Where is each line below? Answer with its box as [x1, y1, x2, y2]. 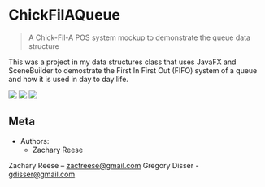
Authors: [20, 136, 50, 146]
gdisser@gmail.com [8, 169, 76, 179]
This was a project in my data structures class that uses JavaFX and [8, 57, 237, 67]
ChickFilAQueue [8, 6, 120, 24]
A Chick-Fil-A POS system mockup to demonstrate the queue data [28, 33, 250, 42]
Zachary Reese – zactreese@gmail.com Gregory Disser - [8, 160, 199, 170]
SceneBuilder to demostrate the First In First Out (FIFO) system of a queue [8, 65, 258, 75]
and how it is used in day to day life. [8, 74, 128, 84]
